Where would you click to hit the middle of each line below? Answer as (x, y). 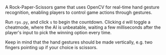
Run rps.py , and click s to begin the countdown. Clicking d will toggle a (78, 22)
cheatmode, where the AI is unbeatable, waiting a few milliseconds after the (83, 27)
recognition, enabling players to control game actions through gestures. (79, 12)
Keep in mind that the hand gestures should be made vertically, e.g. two (79, 42)
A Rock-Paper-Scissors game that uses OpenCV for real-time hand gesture (82, 7)
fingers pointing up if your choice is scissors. (51, 47)
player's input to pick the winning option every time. (59, 32)
